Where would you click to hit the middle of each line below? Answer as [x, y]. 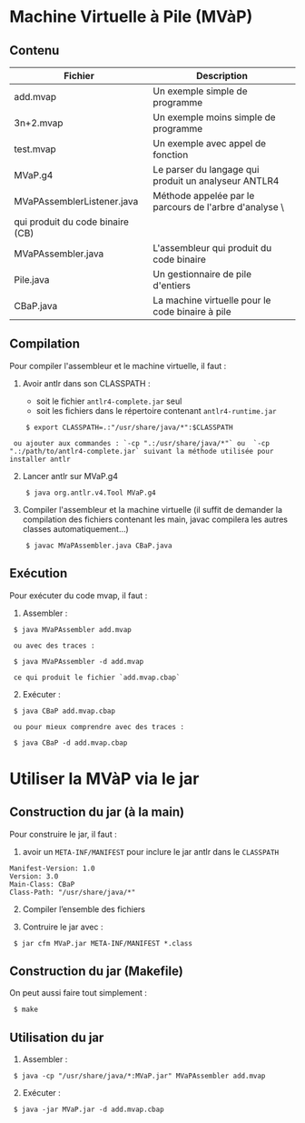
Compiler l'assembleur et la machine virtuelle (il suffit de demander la [152, 509]
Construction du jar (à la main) [97, 812]
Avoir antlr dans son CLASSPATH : [86, 383]
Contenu [34, 50]
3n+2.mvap [39, 123]
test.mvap [35, 149]
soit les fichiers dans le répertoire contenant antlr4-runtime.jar [156, 410]
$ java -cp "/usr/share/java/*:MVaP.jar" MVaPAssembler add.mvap [139, 1076]
